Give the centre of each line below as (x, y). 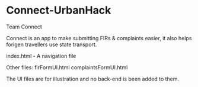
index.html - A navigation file (41, 56)
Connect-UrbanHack (59, 10)
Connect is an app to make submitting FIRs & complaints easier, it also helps (99, 38)
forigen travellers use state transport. (52, 44)
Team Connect (24, 27)
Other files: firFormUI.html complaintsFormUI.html (67, 67)
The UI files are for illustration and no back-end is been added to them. (93, 79)
